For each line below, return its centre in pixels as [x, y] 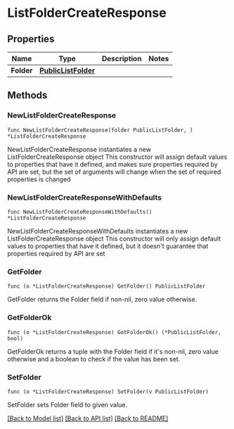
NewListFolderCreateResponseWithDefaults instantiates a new [98, 231]
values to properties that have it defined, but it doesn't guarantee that [108, 246]
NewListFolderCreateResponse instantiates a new [79, 149]
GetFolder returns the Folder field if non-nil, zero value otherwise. [102, 300]
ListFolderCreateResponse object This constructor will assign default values [117, 157]
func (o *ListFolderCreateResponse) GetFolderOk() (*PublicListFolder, [114, 332]
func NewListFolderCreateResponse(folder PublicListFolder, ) [100, 130]
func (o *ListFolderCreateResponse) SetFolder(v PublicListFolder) [108, 392]
